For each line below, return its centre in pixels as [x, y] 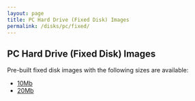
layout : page [26, 13]
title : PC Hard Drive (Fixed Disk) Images [68, 20]
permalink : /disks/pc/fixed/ [48, 26]
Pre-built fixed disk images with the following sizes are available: [98, 70]
